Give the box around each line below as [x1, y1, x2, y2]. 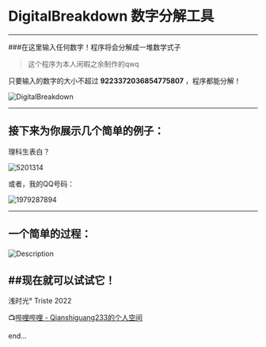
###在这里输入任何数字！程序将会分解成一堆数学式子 [8, 42, 181, 51]
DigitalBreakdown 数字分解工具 [8, 7, 215, 25]
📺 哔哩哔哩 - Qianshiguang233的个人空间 [8, 313, 143, 322]
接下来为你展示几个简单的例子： [8, 124, 165, 138]
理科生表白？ [8, 147, 50, 156]
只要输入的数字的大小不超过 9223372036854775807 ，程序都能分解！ [8, 76, 241, 86]
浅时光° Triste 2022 [8, 296, 72, 306]
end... [8, 331, 28, 341]
